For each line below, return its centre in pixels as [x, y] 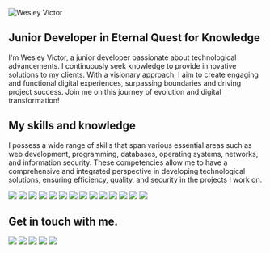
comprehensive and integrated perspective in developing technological [127, 171]
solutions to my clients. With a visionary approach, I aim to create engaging [133, 74]
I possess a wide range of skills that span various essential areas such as [130, 145]
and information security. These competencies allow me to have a [118, 162]
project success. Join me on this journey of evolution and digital [115, 91]
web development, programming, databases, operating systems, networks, [133, 154]
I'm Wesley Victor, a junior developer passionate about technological [122, 57]
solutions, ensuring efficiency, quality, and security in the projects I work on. [135, 179]
